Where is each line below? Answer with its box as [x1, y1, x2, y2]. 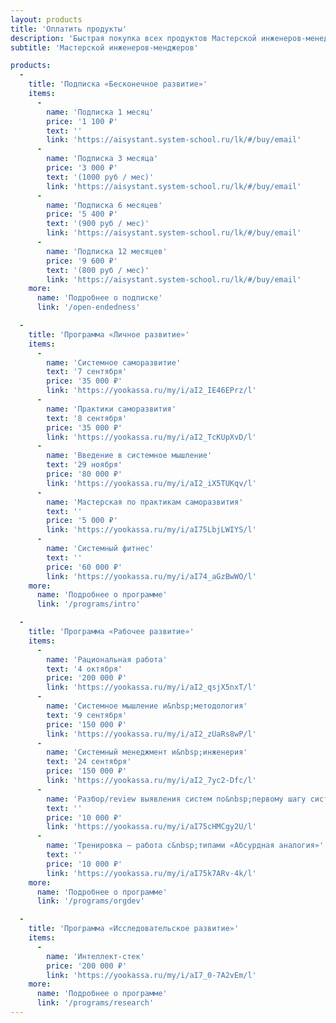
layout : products [10, 14, 83, 25]
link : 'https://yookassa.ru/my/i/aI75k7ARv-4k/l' [46, 868, 257, 878]
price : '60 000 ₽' [46, 562, 123, 572]
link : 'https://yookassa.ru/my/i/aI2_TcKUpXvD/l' [46, 432, 257, 442]
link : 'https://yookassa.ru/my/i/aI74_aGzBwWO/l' [46, 571, 257, 581]
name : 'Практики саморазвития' [46, 404, 177, 414]
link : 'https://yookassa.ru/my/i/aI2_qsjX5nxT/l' [46, 682, 257, 693]
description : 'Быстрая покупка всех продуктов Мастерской [10, 33, 257, 43]
